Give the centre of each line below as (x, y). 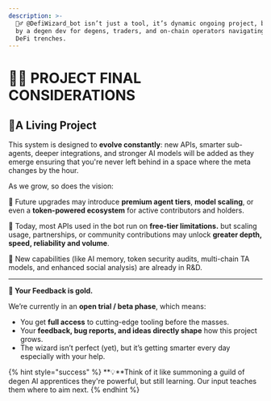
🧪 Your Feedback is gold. (51, 291)
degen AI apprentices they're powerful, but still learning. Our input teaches (132, 382)
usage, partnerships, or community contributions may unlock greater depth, (135, 234)
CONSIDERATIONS (72, 96)
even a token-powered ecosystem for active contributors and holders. (126, 210)
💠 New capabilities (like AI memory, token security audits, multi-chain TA (129, 259)
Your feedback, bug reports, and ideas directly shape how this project (139, 331)
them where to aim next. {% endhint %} (74, 390)
